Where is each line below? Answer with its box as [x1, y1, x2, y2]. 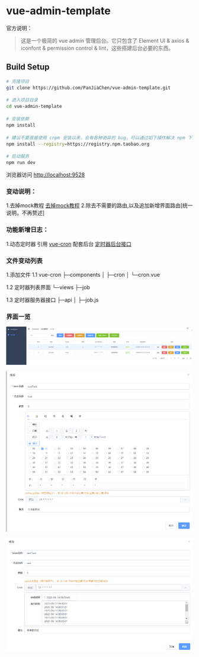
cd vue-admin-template [6, 104, 62, 110]
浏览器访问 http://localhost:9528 [6, 171, 85, 178]
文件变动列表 [6, 257, 43, 265]
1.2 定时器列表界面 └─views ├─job [6, 283, 91, 291]
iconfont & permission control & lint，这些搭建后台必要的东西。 [20, 44, 174, 52]
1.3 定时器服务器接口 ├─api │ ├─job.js [6, 296, 99, 303]
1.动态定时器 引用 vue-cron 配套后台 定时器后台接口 [6, 240, 131, 247]
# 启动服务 [6, 153, 30, 159]
